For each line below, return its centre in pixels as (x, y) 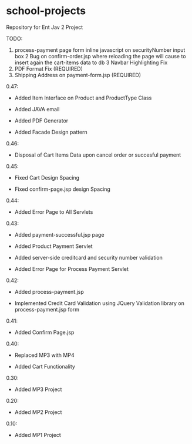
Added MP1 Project (38, 435)
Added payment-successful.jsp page (59, 234)
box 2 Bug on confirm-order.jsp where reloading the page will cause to (100, 56)
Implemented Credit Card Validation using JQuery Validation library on (100, 303)
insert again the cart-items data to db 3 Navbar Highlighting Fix (91, 62)
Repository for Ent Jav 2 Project (45, 27)
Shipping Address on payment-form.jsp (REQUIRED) (78, 75)
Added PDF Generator (41, 120)
